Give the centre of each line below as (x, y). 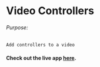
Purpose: (17, 27)
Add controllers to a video (41, 45)
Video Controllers (50, 11)
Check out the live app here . (41, 58)
